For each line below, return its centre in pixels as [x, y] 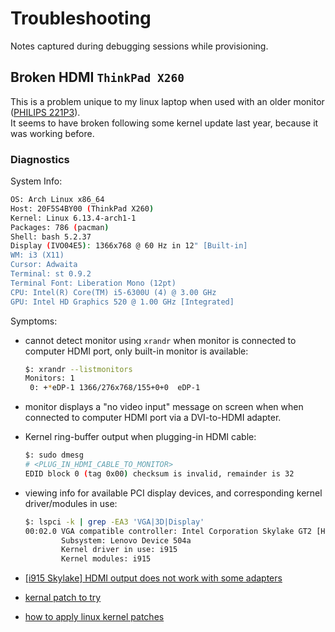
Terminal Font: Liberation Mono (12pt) [93, 283]
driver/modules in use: [71, 503]
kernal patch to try [63, 598]
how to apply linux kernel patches [94, 617]
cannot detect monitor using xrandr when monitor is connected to [160, 340]
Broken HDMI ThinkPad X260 [97, 77]
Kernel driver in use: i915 [119, 550]
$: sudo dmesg [54, 455]
